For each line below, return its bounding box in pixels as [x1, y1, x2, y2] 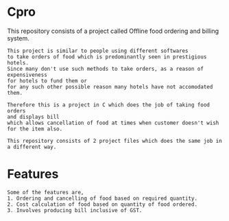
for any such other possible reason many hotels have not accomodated [7, 83, 213, 90]
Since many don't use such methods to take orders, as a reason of [7, 65, 204, 72]
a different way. [7, 143, 57, 150]
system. [7, 34, 29, 42]
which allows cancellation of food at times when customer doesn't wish [7, 119, 219, 126]
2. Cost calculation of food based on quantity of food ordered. [7, 200, 197, 208]
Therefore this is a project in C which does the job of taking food [7, 101, 210, 108]
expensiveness [7, 71, 48, 78]
